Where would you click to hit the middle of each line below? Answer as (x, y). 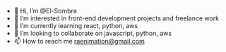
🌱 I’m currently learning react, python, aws (76, 26)
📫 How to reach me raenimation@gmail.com (79, 41)
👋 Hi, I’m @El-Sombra (46, 11)
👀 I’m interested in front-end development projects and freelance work (117, 18)
